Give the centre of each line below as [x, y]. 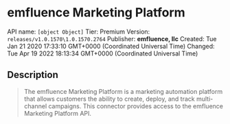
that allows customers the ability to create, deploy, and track [109, 99]
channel [35, 106]
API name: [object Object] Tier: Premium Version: [79, 32]
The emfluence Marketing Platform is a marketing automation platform [123, 91]
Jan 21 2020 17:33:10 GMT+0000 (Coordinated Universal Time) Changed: [111, 46]
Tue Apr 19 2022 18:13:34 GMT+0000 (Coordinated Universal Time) [103, 53]
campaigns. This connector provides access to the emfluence [135, 106]
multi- [205, 99]
